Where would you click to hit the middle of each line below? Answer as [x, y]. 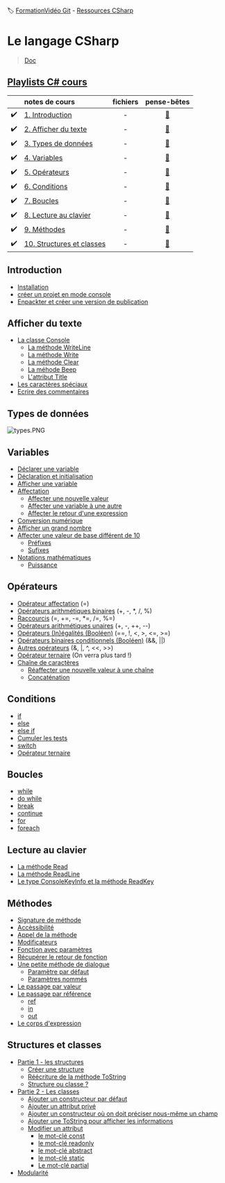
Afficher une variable [47, 483]
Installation [33, 287]
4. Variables [43, 158]
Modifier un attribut [55, 1128]
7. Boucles [41, 201]
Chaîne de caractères [48, 662]
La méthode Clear [53, 362]
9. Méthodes [45, 230]
